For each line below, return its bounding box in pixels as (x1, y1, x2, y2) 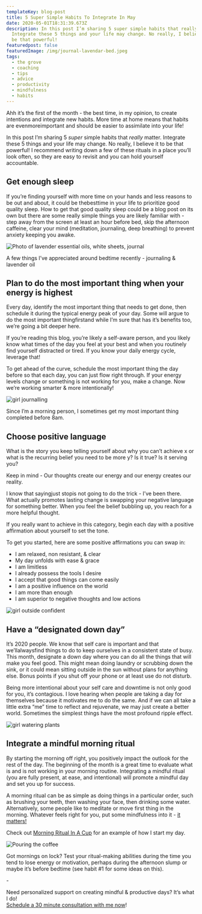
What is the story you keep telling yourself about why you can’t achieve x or (6, 448, 194, 455)
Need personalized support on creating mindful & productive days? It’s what (6, 888, 195, 895)
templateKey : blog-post (6, 8, 66, 15)
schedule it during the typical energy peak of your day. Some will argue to (6, 310, 189, 317)
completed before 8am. (6, 414, 64, 421)
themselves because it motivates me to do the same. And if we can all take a (6, 697, 196, 704)
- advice (11, 76, 34, 82)
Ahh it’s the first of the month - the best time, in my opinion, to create (6, 109, 177, 116)
